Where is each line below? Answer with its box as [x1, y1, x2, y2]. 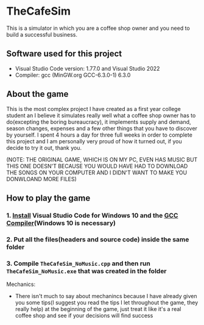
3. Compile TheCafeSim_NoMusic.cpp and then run [6, 259, 150, 268]
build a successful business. [6, 30, 78, 38]
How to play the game [6, 193, 91, 203]
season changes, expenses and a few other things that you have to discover [6, 124, 198, 132]
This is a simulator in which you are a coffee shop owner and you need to [6, 24, 190, 32]
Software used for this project [6, 49, 122, 59]
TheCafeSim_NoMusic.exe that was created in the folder [6, 266, 167, 275]
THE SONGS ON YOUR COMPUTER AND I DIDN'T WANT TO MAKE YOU [6, 169, 188, 176]
